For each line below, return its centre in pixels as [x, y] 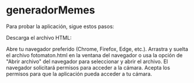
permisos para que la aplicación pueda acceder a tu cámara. [79, 74]
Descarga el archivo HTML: [39, 37]
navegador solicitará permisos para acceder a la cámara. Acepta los [88, 67]
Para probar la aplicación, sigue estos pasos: [60, 26]
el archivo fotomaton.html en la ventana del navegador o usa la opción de [94, 55]
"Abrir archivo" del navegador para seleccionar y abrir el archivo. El [87, 61]
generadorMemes [51, 10]
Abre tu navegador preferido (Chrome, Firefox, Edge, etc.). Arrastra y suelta [97, 49]
